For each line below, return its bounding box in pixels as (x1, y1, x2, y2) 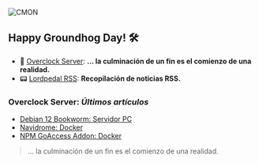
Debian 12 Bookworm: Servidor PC (19, 115, 133, 124)
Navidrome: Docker (19, 123, 83, 132)
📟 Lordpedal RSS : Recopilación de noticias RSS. (19, 74, 182, 83)
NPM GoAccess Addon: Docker (19, 131, 122, 141)
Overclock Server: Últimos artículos (8, 96, 149, 107)
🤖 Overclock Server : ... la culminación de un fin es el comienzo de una (19, 56, 252, 66)
